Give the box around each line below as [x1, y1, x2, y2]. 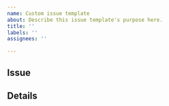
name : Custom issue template [7, 10, 90, 17]
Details [7, 90, 37, 101]
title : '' [7, 23, 35, 29]
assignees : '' [7, 36, 48, 42]
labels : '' [7, 29, 38, 36]
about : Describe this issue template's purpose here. [7, 16, 164, 23]
